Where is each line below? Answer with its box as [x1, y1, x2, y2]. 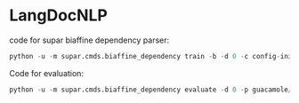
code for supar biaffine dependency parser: [9, 35, 170, 45]
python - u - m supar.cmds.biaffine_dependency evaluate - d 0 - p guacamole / [9, 85, 293, 94]
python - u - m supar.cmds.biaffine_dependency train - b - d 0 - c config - [9, 51, 280, 60]
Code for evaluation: [9, 67, 85, 78]
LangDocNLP [9, 5, 109, 26]
